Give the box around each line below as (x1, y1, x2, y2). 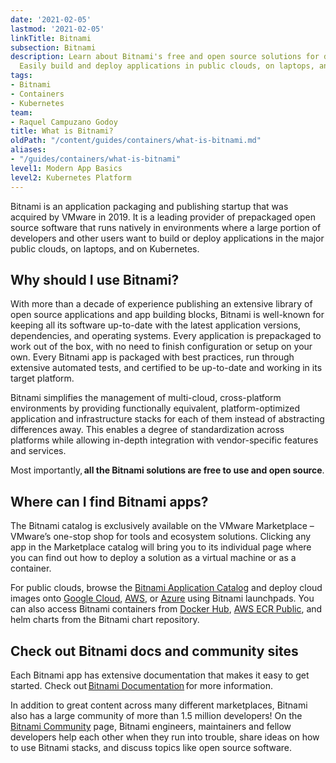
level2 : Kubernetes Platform (10, 172, 132, 183)
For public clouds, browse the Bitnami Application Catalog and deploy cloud (10, 582, 323, 594)
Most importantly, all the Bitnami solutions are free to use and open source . (10, 464, 325, 476)
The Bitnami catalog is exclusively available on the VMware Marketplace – (10, 520, 315, 532)
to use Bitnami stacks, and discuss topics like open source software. (10, 741, 293, 753)
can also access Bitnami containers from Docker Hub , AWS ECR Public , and (10, 603, 323, 615)
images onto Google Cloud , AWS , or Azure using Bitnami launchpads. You (10, 592, 315, 605)
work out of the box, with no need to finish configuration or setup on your (10, 341, 313, 353)
